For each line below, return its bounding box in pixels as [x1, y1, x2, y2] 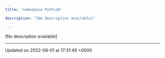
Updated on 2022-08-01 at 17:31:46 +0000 [5, 47, 92, 53]
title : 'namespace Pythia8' [5, 7, 63, 12]
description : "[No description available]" [5, 15, 96, 21]
